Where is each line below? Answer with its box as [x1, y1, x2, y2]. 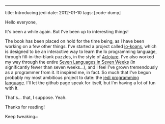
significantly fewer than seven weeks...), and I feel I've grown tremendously [5, 64, 158, 70]
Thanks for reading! [5, 104, 45, 110]
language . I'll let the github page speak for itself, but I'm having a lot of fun [5, 80, 156, 86]
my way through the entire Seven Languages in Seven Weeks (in [5, 59, 136, 65]
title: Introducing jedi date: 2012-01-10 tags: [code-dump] [5, 10, 121, 15]
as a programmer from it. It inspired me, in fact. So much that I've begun [5, 70, 151, 75]
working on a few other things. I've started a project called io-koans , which [5, 44, 157, 49]
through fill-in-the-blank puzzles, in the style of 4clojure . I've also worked [5, 54, 154, 59]
